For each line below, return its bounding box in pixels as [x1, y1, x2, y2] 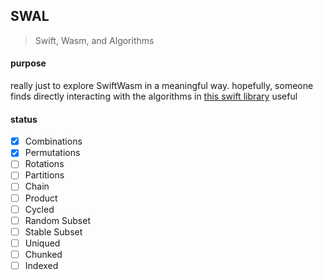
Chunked [24, 248, 63, 260]
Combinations [24, 135, 83, 148]
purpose [10, 57, 47, 69]
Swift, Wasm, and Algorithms [34, 34, 155, 46]
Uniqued [24, 237, 61, 249]
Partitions [24, 169, 65, 181]
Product [24, 192, 58, 204]
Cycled [24, 203, 55, 215]
